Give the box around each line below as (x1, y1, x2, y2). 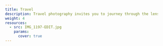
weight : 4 (5, 16, 25, 21)
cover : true (17, 34, 42, 39)
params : (14, 29, 29, 34)
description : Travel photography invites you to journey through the (5, 11, 149, 16)
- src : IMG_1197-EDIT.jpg (9, 25, 62, 30)
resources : (5, 20, 27, 25)
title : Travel (5, 7, 34, 12)
